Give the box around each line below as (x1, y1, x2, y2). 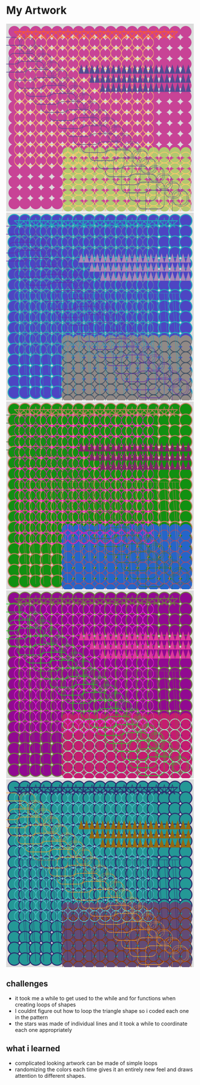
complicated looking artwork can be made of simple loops (14, 1059, 158, 1067)
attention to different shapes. (14, 1072, 86, 1079)
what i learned (6, 1044, 61, 1054)
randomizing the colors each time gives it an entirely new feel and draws (14, 1065, 193, 1073)
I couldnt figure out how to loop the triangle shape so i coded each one (14, 1007, 189, 1014)
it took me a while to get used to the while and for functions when (14, 994, 176, 1002)
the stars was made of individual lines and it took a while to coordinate (14, 1020, 187, 1027)
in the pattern (14, 1013, 48, 1021)
